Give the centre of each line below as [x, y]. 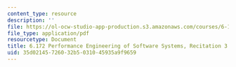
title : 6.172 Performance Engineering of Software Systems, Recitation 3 [118, 46]
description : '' [31, 20]
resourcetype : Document [42, 40]
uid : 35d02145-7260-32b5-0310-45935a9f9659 [72, 53]
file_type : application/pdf [48, 33]
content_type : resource [42, 14]
